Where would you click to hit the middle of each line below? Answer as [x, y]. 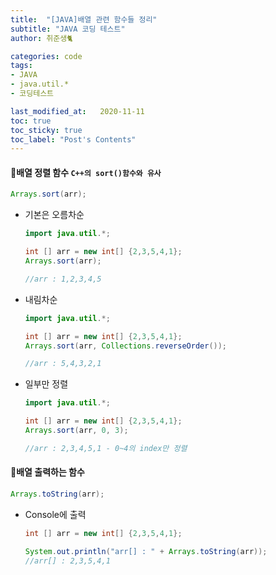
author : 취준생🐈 [41, 38]
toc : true [31, 121]
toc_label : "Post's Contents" [73, 139]
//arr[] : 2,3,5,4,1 [67, 561]
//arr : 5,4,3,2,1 [63, 364]
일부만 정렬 [46, 384]
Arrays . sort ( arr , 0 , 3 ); [76, 431]
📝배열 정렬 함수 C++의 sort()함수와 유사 [86, 172]
